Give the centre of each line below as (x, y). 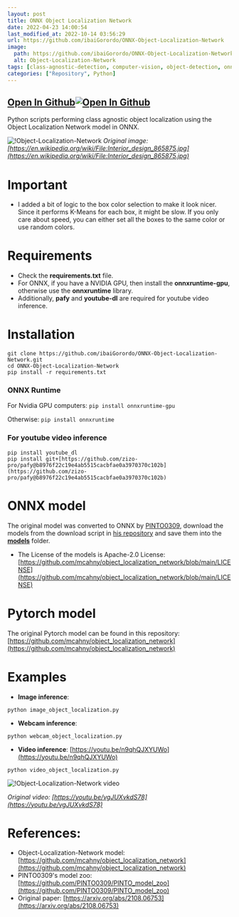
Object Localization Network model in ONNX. (74, 127)
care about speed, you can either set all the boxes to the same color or (121, 220)
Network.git (25, 360)
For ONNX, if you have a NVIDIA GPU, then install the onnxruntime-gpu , (124, 283)
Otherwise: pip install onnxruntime (61, 419)
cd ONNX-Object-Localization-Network (63, 366)
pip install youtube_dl (43, 453)
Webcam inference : (47, 723)
